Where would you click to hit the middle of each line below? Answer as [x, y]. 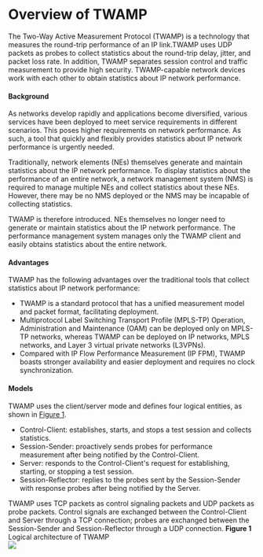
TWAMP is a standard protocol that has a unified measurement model [132, 304]
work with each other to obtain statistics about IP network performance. [124, 78]
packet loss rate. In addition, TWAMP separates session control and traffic [128, 61]
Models [21, 388]
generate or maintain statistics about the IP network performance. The [122, 228]
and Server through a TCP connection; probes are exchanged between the [129, 520]
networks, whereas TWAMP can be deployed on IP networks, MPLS [140, 337]
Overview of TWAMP [78, 15]
